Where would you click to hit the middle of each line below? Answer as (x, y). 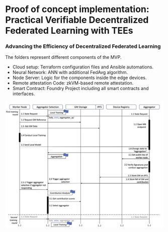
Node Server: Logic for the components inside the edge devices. (79, 78)
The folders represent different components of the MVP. (63, 57)
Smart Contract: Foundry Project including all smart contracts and (81, 89)
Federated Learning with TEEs (69, 31)
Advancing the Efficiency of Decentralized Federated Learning (83, 46)
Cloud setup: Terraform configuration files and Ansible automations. (83, 67)
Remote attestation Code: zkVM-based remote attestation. (73, 83)
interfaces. (24, 94)
